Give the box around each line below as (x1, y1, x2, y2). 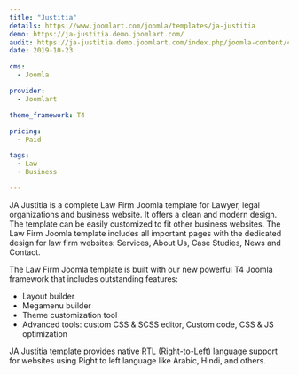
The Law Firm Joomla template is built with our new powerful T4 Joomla (9, 264, 273, 275)
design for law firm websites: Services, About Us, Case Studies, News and (9, 237, 281, 248)
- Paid (17, 135, 42, 144)
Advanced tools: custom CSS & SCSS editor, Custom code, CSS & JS (21, 319, 274, 330)
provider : (9, 86, 46, 95)
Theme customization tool (21, 309, 118, 320)
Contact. (9, 246, 42, 258)
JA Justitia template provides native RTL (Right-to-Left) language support (9, 346, 278, 356)
